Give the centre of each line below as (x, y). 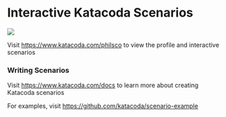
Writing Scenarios (38, 70)
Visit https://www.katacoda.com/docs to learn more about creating (103, 85)
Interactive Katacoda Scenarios (100, 13)
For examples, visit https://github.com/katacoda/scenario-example (103, 106)
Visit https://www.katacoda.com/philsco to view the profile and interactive (113, 45)
